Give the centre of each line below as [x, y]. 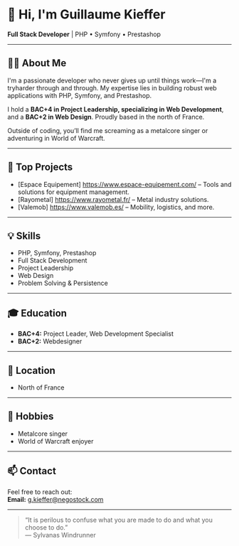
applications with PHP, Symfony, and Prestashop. [80, 95]
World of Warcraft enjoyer [55, 441]
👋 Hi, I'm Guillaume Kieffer [86, 15]
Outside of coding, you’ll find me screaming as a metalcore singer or [108, 130]
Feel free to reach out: [40, 492]
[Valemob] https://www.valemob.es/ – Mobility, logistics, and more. [116, 207]
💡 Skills [24, 236]
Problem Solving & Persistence [63, 283]
